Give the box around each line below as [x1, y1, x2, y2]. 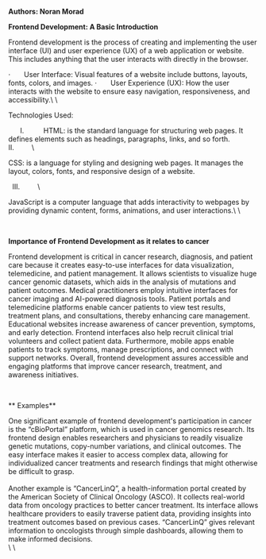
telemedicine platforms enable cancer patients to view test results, [8, 303, 226, 312]
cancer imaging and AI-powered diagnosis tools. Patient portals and [8, 294, 231, 303]
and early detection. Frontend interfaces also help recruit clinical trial [8, 328, 233, 337]
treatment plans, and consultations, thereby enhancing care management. [8, 311, 250, 320]
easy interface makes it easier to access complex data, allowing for [8, 450, 229, 459]
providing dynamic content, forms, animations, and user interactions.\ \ [8, 206, 241, 215]
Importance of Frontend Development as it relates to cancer [8, 237, 210, 245]
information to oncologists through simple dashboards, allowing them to [8, 526, 244, 535]
